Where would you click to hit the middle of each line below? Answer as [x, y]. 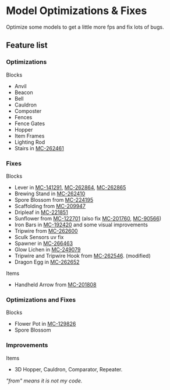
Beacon [24, 92]
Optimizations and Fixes [41, 299]
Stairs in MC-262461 [39, 148]
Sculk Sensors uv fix [39, 237]
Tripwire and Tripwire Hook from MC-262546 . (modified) [83, 256]
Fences [23, 117]
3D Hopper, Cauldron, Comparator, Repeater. [68, 369]
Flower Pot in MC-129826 [45, 324]
